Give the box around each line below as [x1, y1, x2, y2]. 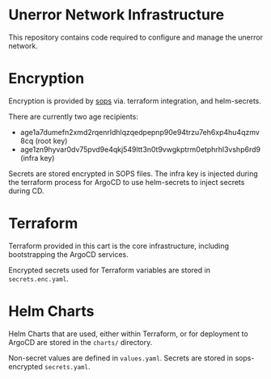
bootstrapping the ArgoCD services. [8, 249, 129, 259]
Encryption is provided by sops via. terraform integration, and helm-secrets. [8, 95, 261, 106]
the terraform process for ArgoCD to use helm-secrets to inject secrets [8, 177, 245, 187]
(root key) [35, 136, 68, 145]
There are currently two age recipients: [8, 112, 139, 121]
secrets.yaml [44, 363, 89, 371]
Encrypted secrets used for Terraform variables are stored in [8, 265, 210, 275]
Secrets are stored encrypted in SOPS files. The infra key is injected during [8, 168, 259, 179]
